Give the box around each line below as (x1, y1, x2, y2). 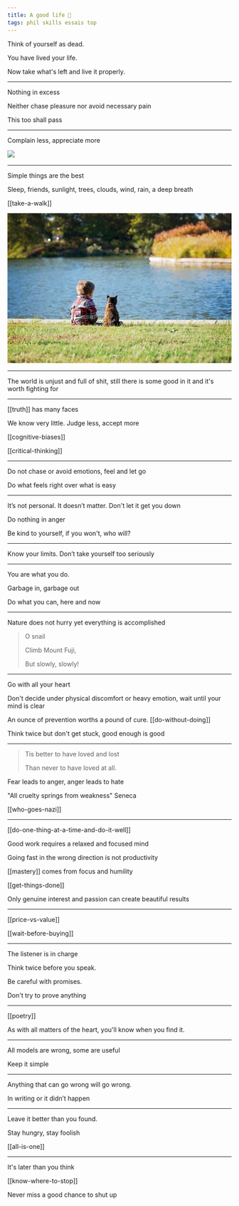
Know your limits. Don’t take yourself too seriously (7, 549, 155, 558)
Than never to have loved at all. (24, 764, 117, 772)
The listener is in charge (7, 949, 78, 958)
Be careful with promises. (7, 977, 83, 985)
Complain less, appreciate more (7, 136, 101, 144)
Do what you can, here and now (7, 597, 101, 606)
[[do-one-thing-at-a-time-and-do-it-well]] (7, 825, 132, 834)
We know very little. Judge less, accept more (7, 418, 139, 427)
